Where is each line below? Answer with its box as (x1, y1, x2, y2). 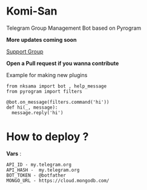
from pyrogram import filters (6, 88, 83, 95)
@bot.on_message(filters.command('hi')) (6, 99, 110, 105)
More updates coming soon (6, 36, 77, 43)
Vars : (6, 150, 22, 157)
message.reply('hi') (11, 109, 64, 116)
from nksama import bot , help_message (6, 83, 107, 89)
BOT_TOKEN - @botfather (6, 172, 67, 178)
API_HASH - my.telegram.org (6, 167, 80, 173)
